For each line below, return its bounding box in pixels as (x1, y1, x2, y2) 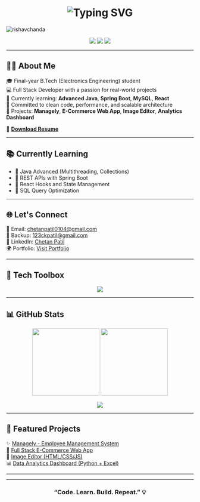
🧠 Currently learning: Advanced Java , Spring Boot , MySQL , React (6, 94, 170, 101)
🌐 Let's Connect (6, 210, 68, 220)
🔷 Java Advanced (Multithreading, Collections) (14, 168, 130, 175)
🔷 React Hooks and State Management (14, 180, 110, 187)
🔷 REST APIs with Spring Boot (14, 174, 88, 181)
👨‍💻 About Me (6, 61, 56, 71)
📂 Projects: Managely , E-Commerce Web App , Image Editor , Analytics (6, 107, 183, 115)
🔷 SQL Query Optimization (14, 187, 80, 194)
